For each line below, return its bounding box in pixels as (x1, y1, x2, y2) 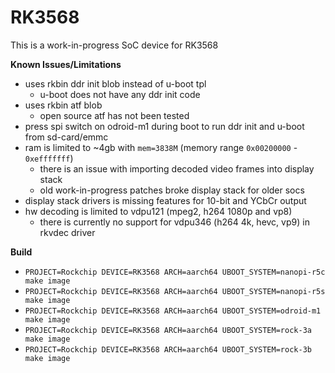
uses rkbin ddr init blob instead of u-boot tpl (24, 77, 207, 90)
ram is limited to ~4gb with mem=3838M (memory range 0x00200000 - (24, 141, 298, 153)
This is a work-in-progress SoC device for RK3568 (10, 39, 219, 51)
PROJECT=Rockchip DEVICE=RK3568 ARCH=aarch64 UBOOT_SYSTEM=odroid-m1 (24, 306, 322, 316)
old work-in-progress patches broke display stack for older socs (39, 184, 305, 196)
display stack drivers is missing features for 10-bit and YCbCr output (24, 194, 307, 206)
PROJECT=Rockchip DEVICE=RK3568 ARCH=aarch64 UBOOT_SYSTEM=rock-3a (24, 325, 312, 335)
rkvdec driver (39, 226, 96, 238)
